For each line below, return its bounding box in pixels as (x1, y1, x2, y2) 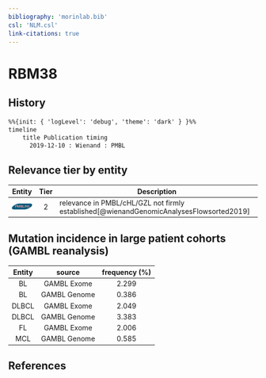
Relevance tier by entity (8, 163, 128, 177)
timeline (8, 126, 37, 134)
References (8, 359, 66, 372)
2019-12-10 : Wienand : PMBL (28, 142, 126, 150)
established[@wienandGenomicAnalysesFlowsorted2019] (59, 206, 251, 216)
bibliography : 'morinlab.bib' (8, 13, 108, 21)
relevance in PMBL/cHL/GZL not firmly (59, 198, 184, 208)
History (8, 96, 46, 109)
